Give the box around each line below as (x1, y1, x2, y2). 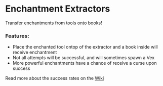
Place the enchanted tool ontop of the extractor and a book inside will (12, 44, 158, 50)
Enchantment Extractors (5, 3, 110, 15)
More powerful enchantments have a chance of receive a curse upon (12, 60, 157, 66)
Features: (5, 32, 29, 39)
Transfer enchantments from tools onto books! (5, 20, 102, 26)
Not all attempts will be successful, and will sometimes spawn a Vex (12, 55, 155, 61)
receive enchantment (12, 49, 57, 56)
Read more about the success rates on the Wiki (5, 75, 104, 81)
